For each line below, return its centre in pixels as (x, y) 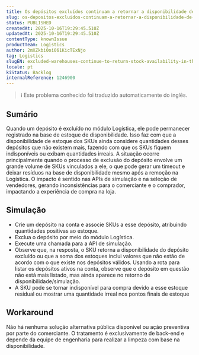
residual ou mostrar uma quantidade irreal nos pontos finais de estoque (102, 294)
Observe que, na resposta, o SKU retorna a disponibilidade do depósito (102, 249)
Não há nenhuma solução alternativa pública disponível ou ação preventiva (98, 327)
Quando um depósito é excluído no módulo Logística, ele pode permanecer (98, 128)
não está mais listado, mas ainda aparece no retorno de (83, 275)
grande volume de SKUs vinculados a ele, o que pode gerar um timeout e (96, 166)
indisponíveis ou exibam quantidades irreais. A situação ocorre (83, 153)
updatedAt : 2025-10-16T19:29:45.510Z (53, 34)
